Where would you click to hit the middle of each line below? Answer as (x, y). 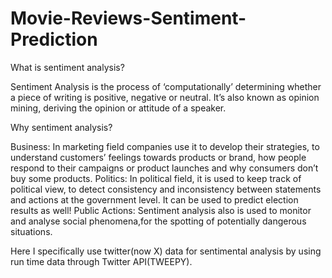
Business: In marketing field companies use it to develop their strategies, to (165, 146)
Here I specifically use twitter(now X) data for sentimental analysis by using (166, 251)
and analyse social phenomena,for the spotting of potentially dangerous (158, 221)
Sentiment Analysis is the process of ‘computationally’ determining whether (166, 86)
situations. (31, 231)
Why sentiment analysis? (61, 127)
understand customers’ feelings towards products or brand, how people (158, 157)
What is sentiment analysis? (67, 67)
